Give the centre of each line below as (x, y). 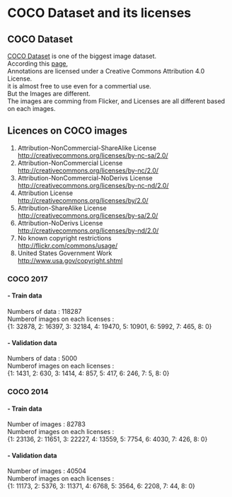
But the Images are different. (49, 94)
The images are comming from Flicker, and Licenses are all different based (116, 101)
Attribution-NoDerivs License (60, 223)
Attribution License (45, 193)
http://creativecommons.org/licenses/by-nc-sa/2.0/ (93, 155)
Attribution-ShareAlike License (62, 208)
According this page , (38, 64)
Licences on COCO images (68, 131)
